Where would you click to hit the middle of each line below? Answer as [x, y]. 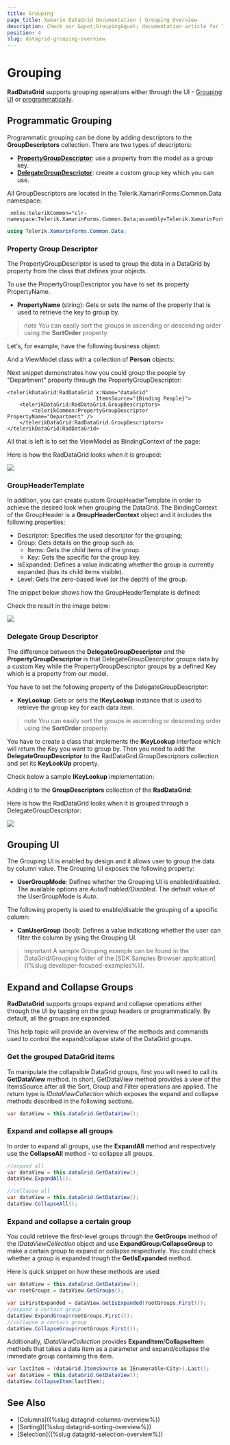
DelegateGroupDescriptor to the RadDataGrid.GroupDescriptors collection [113, 755]
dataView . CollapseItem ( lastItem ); [56, 1382]
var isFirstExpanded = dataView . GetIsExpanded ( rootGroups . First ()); [107, 1303]
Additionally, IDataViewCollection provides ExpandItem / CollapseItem [105, 1342]
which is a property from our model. [58, 673]
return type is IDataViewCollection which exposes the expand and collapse [113, 1093]
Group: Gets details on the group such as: [76, 543]
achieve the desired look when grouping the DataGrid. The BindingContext [112, 508]
